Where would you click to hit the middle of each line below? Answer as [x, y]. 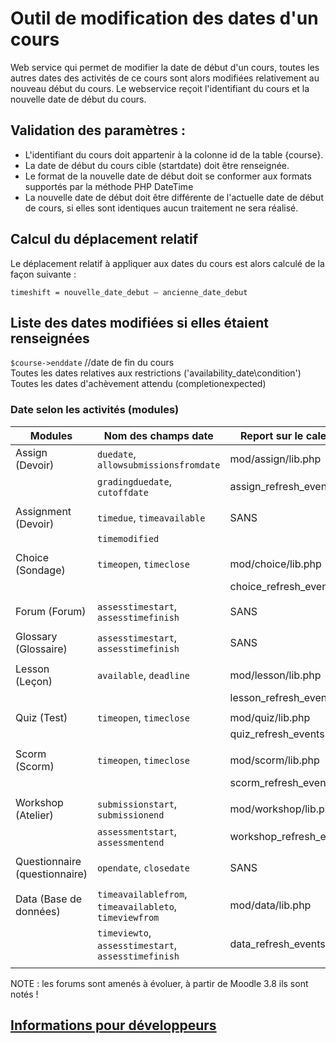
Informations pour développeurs [113, 1025]
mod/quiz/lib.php [270, 717]
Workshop [39, 802]
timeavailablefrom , [142, 894]
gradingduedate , [134, 481]
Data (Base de [49, 899]
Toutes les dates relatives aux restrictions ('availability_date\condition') [156, 373]
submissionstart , [137, 804]
